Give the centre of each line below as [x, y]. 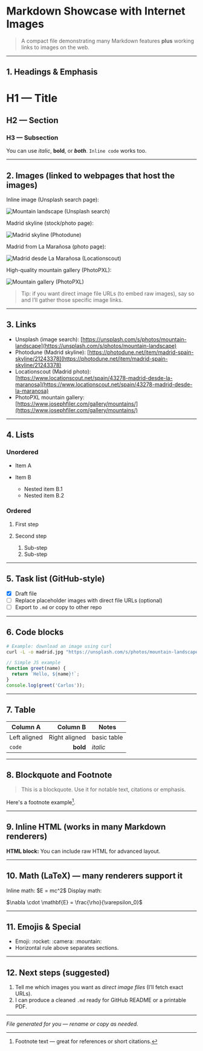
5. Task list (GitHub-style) [56, 579]
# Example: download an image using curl [59, 646]
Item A [23, 465]
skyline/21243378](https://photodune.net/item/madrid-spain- [91, 358]
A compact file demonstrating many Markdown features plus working [108, 41]
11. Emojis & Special [43, 927]
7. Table [21, 710]
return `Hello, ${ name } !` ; [46, 674]
